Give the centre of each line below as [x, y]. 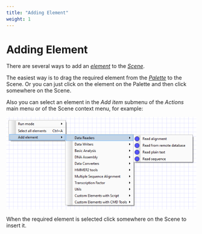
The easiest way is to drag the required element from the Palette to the [94, 78]
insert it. [17, 225]
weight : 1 [19, 19]
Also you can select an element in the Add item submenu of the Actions [95, 102]
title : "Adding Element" [37, 13]
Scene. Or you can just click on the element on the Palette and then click [96, 84]
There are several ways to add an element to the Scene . [76, 66]
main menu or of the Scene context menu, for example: [75, 109]
